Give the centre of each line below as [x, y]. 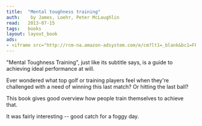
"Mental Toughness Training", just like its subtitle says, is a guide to [90, 62]
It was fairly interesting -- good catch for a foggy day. [73, 116]
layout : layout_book [32, 34]
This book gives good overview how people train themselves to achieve [95, 98]
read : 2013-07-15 [31, 23]
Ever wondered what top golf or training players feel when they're [88, 80]
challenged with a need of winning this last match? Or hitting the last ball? [97, 86]
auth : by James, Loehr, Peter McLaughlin [63, 17]
